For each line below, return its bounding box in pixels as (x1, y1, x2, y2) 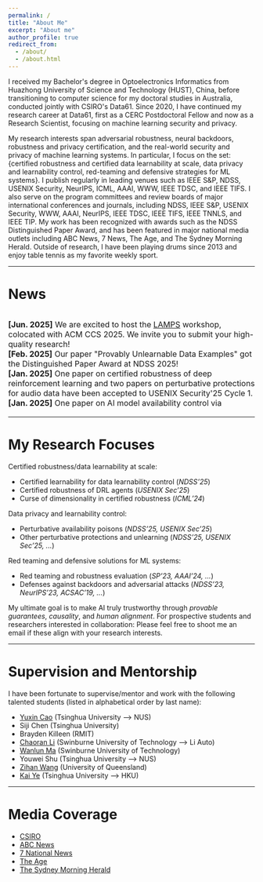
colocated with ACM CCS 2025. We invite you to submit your (8, 329, 232, 340)
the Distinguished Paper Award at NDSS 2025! (8, 358, 178, 369)
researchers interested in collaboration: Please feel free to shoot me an (8, 619, 237, 629)
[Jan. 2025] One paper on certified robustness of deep (8, 368, 213, 379)
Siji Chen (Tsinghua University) (19, 720, 120, 730)
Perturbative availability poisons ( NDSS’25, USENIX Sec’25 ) (19, 523, 213, 534)
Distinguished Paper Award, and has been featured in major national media (8, 225, 249, 235)
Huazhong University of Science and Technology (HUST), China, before (8, 85, 240, 94)
